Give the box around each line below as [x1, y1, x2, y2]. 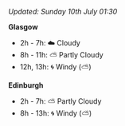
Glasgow [8, 22, 38, 31]
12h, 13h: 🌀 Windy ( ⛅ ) [19, 62, 92, 71]
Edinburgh [8, 81, 44, 90]
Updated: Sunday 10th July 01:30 [8, 7, 118, 16]
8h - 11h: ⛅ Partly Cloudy [19, 50, 104, 59]
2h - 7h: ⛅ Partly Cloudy [19, 96, 102, 106]
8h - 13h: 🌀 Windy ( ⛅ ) [19, 108, 92, 118]
